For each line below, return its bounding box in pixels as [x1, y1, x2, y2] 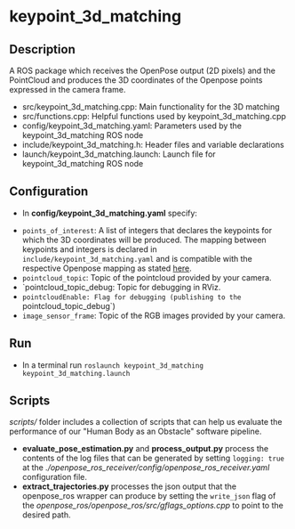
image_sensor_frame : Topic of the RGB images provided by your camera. [21, 310, 286, 321]
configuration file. [21, 472, 87, 483]
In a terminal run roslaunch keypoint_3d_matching [21, 359, 204, 370]
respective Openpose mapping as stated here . [21, 263, 193, 273]
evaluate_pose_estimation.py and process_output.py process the [21, 444, 269, 454]
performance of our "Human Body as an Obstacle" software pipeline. [9, 426, 262, 437]
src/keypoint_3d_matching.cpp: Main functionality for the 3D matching [21, 102, 280, 112]
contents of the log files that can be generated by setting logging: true [21, 452, 284, 464]
